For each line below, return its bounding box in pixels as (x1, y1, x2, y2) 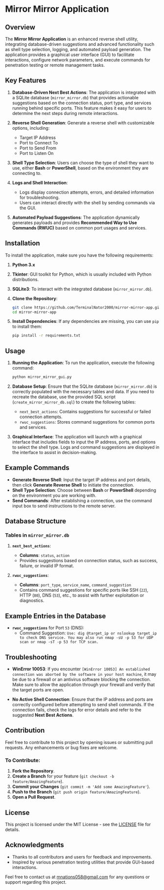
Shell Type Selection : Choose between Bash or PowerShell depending (12, 487, 157, 493)
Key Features (5, 76, 47, 85)
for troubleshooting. (19, 194, 60, 200)
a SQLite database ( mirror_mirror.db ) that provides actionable (12, 94, 139, 100)
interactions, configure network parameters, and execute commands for (5, 57, 151, 62)
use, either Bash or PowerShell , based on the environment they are (12, 165, 148, 171)
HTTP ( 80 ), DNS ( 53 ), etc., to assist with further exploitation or (19, 592, 144, 598)
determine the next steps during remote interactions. (12, 110, 119, 116)
